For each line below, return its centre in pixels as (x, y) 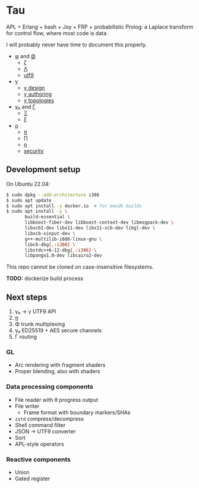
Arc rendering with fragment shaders (60, 365)
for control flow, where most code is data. (57, 33)
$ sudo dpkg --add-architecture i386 (53, 195)
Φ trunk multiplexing (40, 324)
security (34, 151)
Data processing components (50, 387)
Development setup (43, 170)
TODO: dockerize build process (45, 278)
